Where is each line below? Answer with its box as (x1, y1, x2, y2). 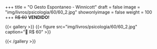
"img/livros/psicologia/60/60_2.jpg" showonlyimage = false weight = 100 (5, 9, 152, 15)
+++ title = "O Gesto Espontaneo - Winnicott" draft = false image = (5, 4, 141, 10)
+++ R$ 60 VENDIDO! (5, 15, 50, 20)
